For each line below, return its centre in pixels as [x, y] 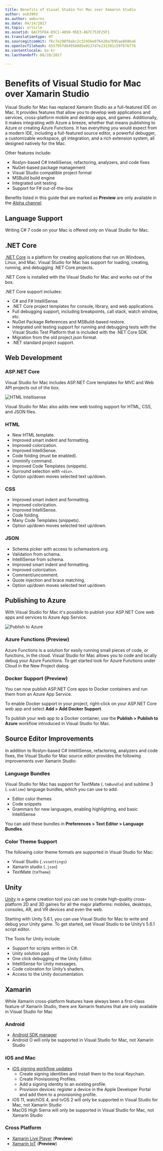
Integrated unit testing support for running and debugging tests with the [84, 327]
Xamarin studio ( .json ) [35, 867]
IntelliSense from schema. [38, 559]
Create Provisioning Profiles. [48, 1079]
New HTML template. [33, 435]
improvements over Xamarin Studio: [41, 761]
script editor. [18, 929]
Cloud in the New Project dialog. [37, 666]
